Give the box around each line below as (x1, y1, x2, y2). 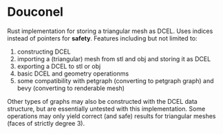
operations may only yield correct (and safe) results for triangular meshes (7, 111, 216, 120)
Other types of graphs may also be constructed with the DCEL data (7, 97, 198, 105)
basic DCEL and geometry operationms (17, 69, 129, 78)
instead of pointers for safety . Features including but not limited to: (7, 34, 198, 42)
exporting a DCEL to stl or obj (17, 62, 101, 70)
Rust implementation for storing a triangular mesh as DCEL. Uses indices (7, 27, 213, 35)
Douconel (7, 4, 64, 20)
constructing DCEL (17, 47, 71, 56)
